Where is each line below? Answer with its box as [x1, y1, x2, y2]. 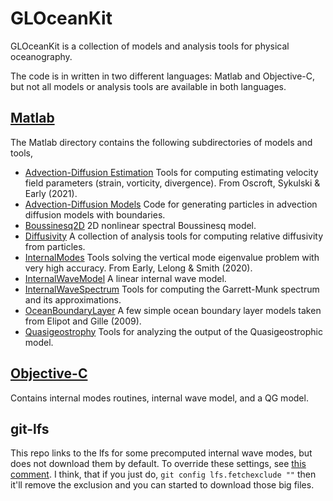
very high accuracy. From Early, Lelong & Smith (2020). [24, 262, 253, 274]
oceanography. [10, 50, 73, 62]
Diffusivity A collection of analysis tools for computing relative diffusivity [24, 230, 324, 242]
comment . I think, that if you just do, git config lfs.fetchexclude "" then [10, 468, 317, 481]
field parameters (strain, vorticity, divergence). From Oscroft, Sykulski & [24, 177, 321, 189]
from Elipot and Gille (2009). [24, 315, 142, 327]
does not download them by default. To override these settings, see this [10, 458, 307, 470]
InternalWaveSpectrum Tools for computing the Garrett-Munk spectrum [24, 283, 320, 295]
